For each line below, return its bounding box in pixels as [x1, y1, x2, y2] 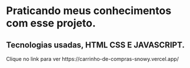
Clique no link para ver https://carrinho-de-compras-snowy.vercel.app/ [6, 56, 179, 62]
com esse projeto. [6, 16, 96, 30]
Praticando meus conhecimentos [6, 4, 172, 18]
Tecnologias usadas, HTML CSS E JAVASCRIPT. [6, 40, 185, 50]
